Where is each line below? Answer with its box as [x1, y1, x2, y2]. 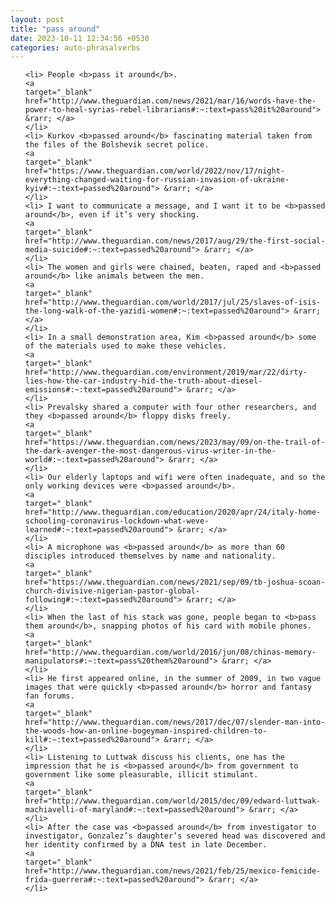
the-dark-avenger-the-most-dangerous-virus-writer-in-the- [24, 446, 277, 456]
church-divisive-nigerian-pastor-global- [24, 586, 200, 596]
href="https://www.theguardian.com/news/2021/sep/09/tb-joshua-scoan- [24, 577, 326, 588]
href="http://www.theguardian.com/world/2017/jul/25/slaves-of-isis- [24, 297, 322, 308]
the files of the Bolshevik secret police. [24, 140, 210, 150]
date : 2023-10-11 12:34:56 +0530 [10, 33, 150, 43]
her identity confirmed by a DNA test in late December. [24, 840, 268, 850]
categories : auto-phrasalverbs [10, 42, 141, 53]
